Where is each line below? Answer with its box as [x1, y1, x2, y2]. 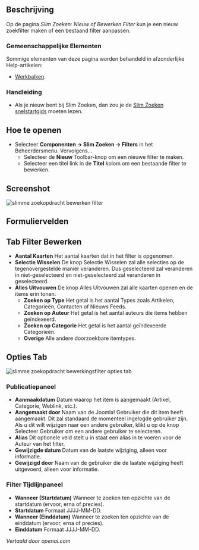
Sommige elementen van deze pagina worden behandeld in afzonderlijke [6, 55, 185, 62]
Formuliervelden [6, 217, 69, 227]
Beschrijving [6, 5, 55, 15]
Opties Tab [6, 352, 48, 362]
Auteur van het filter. [14, 440, 65, 448]
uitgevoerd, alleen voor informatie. [14, 465, 99, 473]
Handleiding [6, 88, 43, 96]
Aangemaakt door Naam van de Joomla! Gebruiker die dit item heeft [14, 409, 184, 416]
